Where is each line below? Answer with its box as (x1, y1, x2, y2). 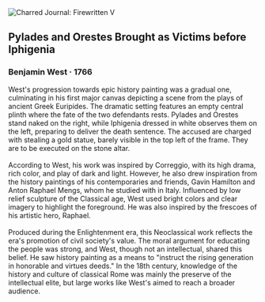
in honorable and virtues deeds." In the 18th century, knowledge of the (8, 261, 238, 270)
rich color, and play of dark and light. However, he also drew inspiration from (8, 168, 258, 178)
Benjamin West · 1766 (8, 66, 93, 77)
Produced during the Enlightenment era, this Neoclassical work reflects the (8, 227, 253, 236)
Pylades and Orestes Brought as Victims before (8, 31, 247, 44)
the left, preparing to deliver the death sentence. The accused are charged (8, 126, 252, 136)
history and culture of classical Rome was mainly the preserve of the (8, 269, 232, 279)
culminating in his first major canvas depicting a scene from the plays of (8, 92, 244, 102)
